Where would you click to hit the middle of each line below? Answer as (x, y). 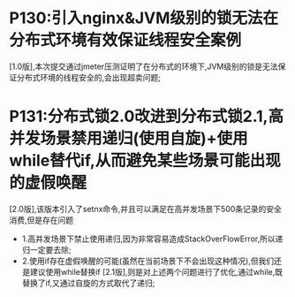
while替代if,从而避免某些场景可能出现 (145, 161)
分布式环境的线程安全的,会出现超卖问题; (89, 77)
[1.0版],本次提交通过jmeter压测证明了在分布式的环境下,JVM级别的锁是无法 (144, 66)
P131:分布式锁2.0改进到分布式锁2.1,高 (147, 117)
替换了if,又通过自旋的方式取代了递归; (88, 283)
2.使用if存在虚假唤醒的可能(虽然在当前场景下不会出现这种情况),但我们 (148, 261)
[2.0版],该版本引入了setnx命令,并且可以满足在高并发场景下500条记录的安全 (146, 209)
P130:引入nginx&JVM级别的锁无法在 (144, 18)
